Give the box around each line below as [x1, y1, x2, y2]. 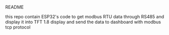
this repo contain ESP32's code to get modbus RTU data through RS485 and [5, 14, 164, 19]
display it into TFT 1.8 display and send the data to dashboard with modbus [5, 19, 161, 25]
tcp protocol [5, 24, 31, 30]
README [5, 4, 24, 10]
